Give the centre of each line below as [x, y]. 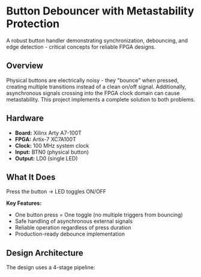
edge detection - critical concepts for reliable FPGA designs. [81, 47]
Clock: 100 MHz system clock [52, 145]
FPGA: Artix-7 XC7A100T [45, 139]
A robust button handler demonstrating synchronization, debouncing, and [97, 40]
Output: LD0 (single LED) [46, 158]
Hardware [25, 118]
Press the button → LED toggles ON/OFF [56, 192]
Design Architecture [45, 253]
